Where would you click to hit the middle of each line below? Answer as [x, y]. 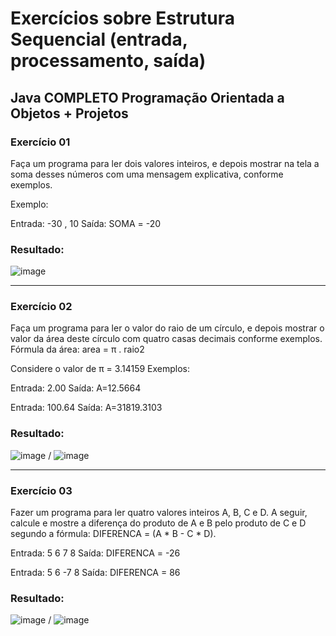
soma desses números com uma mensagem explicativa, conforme [147, 174]
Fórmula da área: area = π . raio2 [77, 349]
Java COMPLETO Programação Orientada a [147, 97]
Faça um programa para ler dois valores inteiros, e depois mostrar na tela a [165, 163]
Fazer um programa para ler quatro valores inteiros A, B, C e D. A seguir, [159, 513]
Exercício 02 [41, 307]
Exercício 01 [40, 142]
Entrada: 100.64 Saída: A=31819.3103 [86, 408]
